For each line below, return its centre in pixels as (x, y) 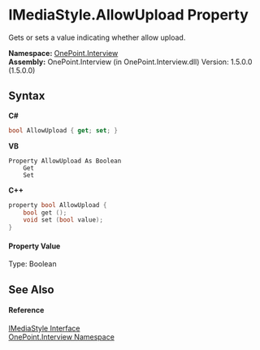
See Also (31, 290)
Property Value (35, 246)
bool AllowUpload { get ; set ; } (63, 130)
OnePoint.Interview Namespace (62, 337)
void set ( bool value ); (63, 220)
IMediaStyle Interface (44, 328)
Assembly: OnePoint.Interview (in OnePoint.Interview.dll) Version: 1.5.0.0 (130, 62)
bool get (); (45, 213)
